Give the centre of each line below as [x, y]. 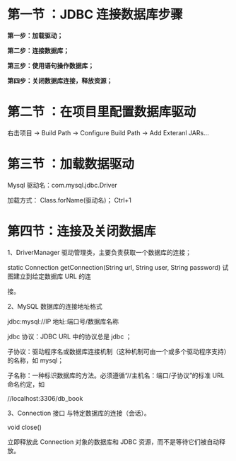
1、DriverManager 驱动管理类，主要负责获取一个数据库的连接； [100, 252]
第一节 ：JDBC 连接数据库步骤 [95, 15]
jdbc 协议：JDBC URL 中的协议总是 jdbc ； [70, 336]
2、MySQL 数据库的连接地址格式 [55, 306]
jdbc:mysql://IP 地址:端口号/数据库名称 [63, 321]
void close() [25, 427]
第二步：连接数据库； [38, 50]
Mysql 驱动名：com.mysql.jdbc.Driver [63, 185]
